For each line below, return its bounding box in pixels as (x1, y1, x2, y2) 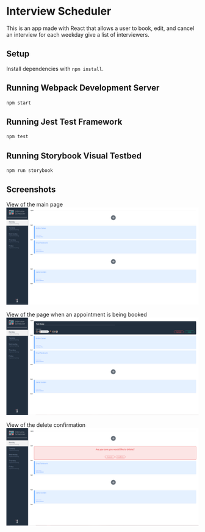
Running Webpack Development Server (6, 83, 160, 93)
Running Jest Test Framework (6, 116, 123, 127)
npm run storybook (6, 167, 53, 174)
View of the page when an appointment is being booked (6, 311, 148, 318)
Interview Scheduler (6, 4, 112, 18)
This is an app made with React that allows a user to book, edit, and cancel (6, 24, 195, 32)
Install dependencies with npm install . (6, 65, 104, 72)
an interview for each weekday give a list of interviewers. (6, 31, 149, 38)
